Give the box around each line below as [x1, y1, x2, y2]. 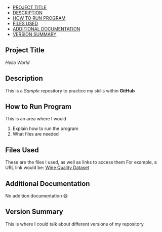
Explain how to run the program [12, 125, 78, 131]
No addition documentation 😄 [5, 193, 68, 199]
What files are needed [12, 131, 59, 137]
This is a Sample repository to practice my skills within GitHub [5, 87, 135, 93]
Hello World [5, 59, 30, 65]
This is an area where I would [5, 116, 67, 122]
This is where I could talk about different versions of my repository [5, 221, 144, 227]
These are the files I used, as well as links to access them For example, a [5, 159, 157, 165]
